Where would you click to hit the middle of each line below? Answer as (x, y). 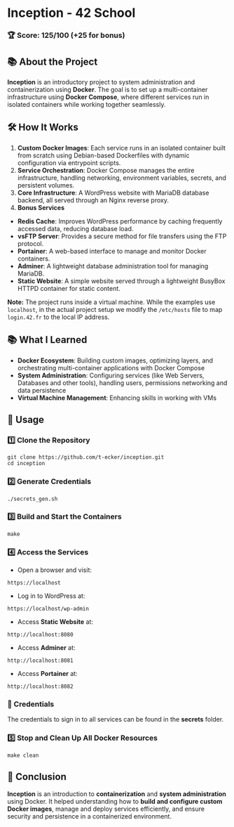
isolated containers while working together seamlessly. (87, 104)
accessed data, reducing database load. (75, 228)
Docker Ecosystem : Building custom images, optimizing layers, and (115, 360)
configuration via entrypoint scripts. (69, 162)
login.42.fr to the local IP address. (58, 317)
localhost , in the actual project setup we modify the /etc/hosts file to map (115, 309)
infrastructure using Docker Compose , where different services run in (108, 97)
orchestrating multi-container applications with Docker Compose (111, 367)
